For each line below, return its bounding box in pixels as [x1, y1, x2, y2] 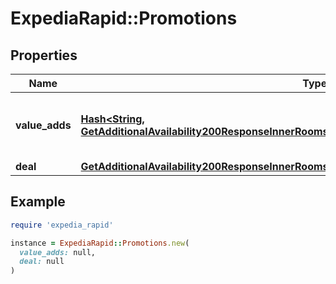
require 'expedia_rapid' [10, 220, 114, 230]
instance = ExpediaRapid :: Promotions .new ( [10, 238, 190, 248]
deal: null [19, 257, 65, 267]
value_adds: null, [19, 247, 97, 257]
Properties [10, 47, 78, 64]
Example [10, 193, 66, 211]
